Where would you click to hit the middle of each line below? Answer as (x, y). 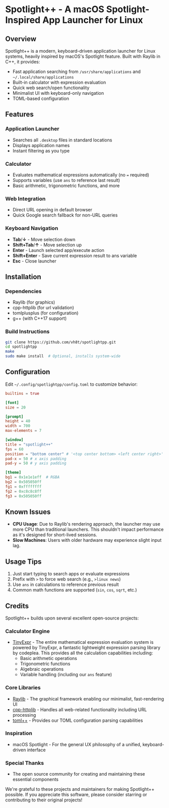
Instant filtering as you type (41, 151)
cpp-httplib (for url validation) (43, 308)
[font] (12, 402)
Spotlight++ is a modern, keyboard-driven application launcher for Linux (80, 51)
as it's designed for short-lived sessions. (55, 535)
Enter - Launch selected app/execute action (58, 250)
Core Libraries (23, 688)
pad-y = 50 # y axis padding (36, 463)
